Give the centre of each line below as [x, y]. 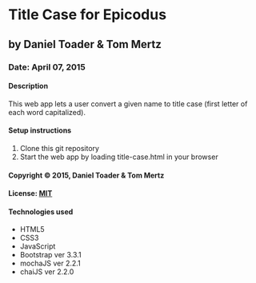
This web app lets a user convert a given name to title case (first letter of [128, 104]
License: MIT [30, 193]
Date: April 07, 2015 [47, 67]
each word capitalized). [47, 112]
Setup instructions [40, 130]
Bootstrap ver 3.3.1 [50, 255]
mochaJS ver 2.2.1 [50, 263]
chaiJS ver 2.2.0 [47, 272]
